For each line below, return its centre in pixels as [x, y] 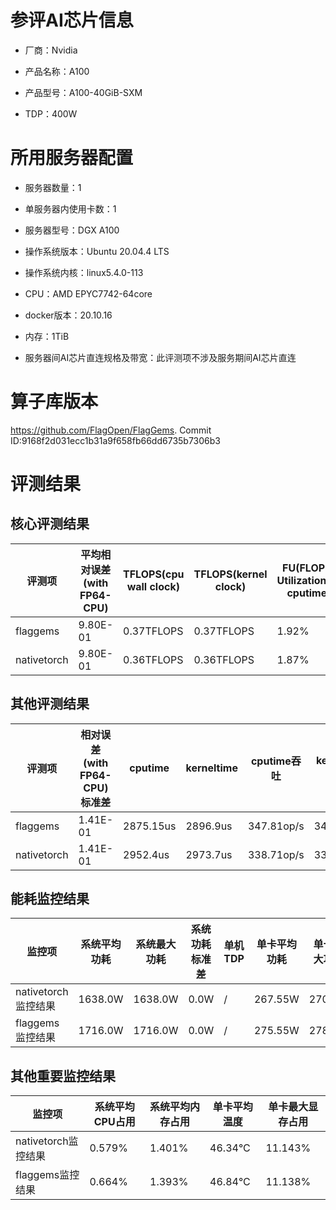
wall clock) [153, 586]
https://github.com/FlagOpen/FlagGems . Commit [111, 430]
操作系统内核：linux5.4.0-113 [84, 272]
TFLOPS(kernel [230, 574]
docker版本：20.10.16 [68, 315]
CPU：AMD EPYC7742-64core [88, 293]
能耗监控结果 [50, 899]
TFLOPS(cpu [154, 574]
